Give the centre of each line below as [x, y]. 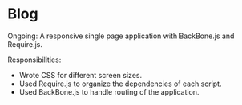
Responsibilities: [34, 60]
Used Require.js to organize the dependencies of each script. [120, 84]
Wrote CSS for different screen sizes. [80, 75]
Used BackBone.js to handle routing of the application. [109, 91]
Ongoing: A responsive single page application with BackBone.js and [121, 36]
